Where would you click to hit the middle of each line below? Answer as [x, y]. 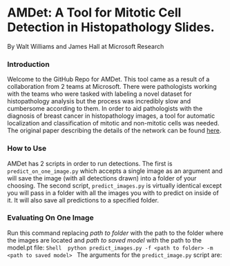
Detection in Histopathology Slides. [111, 27]
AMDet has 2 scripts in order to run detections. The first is [90, 163]
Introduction [28, 64]
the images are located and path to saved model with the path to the [105, 240]
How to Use [27, 148]
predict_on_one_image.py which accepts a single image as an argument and [115, 171]
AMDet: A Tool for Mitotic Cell [94, 13]
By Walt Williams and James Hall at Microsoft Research [86, 46]
